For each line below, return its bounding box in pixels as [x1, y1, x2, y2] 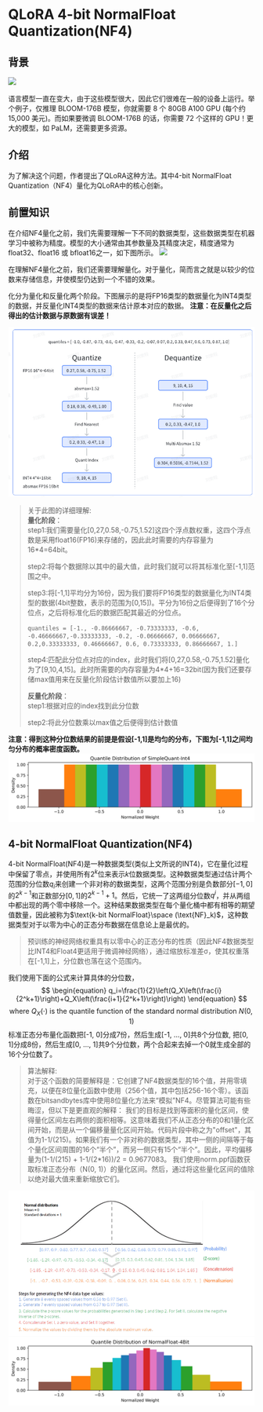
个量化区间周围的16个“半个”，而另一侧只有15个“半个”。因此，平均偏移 [27, 1145, 253, 1154]
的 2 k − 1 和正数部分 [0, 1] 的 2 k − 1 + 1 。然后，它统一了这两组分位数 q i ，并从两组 [8, 889, 250, 900]
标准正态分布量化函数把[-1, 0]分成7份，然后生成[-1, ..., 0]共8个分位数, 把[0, [8, 1030, 249, 1040]
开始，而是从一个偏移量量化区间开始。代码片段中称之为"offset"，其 [34, 1125, 252, 1135]
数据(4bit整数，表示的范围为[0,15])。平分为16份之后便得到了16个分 [41, 598, 255, 607]
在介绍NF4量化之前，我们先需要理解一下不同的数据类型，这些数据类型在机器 [8, 228, 255, 237]
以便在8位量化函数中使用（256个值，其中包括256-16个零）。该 [41, 1086, 243, 1096]
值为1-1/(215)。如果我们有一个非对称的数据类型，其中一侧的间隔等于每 [27, 1135, 254, 1144]
